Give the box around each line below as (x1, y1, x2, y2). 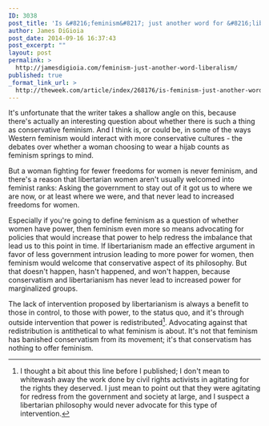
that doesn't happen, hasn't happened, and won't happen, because (8, 267, 231, 276)
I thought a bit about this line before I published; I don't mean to (19, 366, 230, 376)
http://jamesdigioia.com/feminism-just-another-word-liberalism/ (15, 64, 239, 72)
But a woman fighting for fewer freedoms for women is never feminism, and (8, 166, 258, 176)
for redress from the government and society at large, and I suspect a (19, 392, 250, 401)
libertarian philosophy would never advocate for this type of (19, 400, 218, 410)
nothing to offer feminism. (8, 344, 94, 353)
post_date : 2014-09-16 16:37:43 (8, 34, 116, 42)
